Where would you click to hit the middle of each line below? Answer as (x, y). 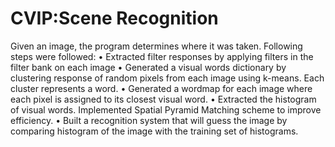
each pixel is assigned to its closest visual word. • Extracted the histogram (163, 99)
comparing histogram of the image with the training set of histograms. (154, 131)
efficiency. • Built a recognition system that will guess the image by (149, 120)
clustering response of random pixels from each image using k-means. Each (167, 78)
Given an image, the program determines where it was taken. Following (156, 46)
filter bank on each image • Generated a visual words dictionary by (148, 67)
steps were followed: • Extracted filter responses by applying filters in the (162, 56)
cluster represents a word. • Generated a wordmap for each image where (161, 88)
